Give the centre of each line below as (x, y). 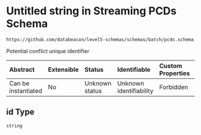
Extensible (63, 69)
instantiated (26, 91)
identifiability (135, 91)
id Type (20, 112)
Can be (19, 83)
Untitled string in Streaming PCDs (92, 11)
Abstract (22, 69)
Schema (27, 24)
